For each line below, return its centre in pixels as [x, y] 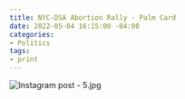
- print [24, 59]
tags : [19, 51]
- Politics [30, 43]
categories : [32, 34]
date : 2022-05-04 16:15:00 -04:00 [75, 26]
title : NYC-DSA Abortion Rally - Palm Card [93, 18]
